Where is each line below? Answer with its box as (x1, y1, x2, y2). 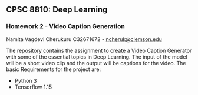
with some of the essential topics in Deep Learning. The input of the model (6, 53, 187, 60)
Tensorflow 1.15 (14, 83, 52, 90)
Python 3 (14, 77, 37, 84)
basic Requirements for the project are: (6, 66, 101, 73)
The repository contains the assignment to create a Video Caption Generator (6, 47, 192, 54)
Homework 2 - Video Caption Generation (6, 22, 125, 30)
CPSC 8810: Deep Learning (6, 5, 108, 15)
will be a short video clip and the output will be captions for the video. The (6, 59, 186, 66)
